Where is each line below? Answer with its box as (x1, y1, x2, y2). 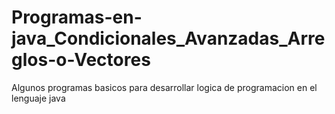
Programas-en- (11, 6, 143, 29)
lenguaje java (11, 92, 66, 104)
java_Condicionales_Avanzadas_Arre (11, 27, 326, 50)
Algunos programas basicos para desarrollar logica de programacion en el (11, 81, 318, 93)
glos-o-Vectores (11, 49, 151, 71)
